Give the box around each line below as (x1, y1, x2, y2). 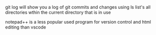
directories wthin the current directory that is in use (5, 9, 111, 15)
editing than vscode (5, 24, 46, 30)
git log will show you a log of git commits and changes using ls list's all (5, 4, 151, 10)
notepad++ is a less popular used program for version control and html (5, 19, 151, 25)
